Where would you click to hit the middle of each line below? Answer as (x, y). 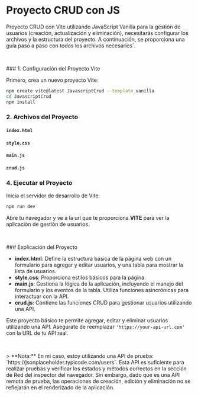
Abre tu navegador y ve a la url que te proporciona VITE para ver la (88, 218)
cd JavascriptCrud (29, 96)
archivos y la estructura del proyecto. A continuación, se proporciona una (95, 39)
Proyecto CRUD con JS (63, 10)
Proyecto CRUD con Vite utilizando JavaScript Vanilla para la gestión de (93, 27)
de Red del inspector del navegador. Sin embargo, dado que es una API (93, 375)
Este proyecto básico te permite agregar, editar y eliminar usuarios (87, 321)
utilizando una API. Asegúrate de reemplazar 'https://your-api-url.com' (95, 327)
